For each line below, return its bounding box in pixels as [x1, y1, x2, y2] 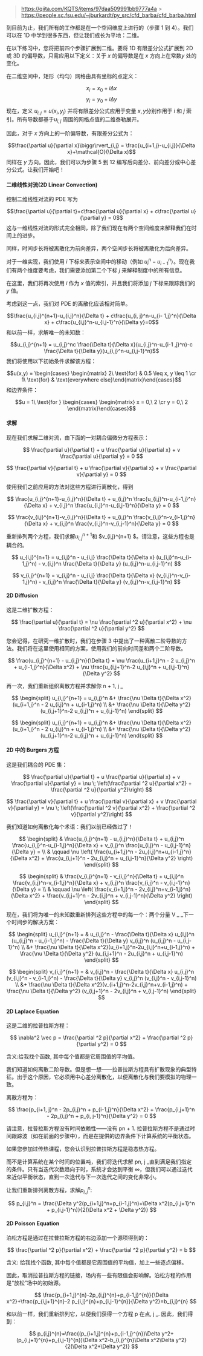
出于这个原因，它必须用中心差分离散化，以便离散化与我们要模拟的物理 [16, 1073, 192, 1080]
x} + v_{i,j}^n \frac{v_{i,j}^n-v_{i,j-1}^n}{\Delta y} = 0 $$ [42, 520, 179, 528]
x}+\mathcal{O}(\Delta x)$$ [67, 148, 136, 156]
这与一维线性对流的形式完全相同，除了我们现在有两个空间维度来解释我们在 [6, 224, 192, 232]
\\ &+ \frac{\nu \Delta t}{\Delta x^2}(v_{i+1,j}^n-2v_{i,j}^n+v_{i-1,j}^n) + [14, 981, 188, 988]
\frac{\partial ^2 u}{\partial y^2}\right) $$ [50, 785, 153, 793]
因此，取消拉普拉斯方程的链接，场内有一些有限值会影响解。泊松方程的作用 [6, 1271, 192, 1278]
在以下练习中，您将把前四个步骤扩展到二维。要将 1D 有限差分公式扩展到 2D [6, 45, 193, 51]
